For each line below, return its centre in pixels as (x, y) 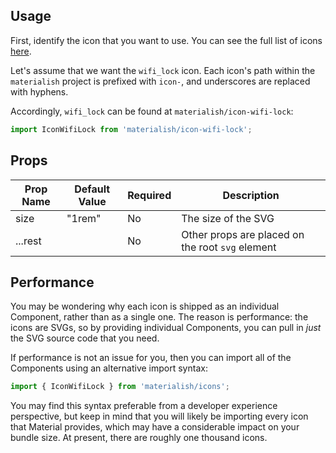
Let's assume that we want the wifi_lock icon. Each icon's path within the (163, 70)
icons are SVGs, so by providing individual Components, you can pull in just (166, 328)
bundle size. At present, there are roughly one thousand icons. (139, 438)
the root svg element (229, 247)
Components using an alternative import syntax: (109, 368)
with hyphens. (39, 91)
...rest (28, 241)
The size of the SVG (228, 218)
